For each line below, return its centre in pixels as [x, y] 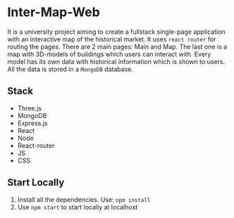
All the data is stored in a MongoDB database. [70, 69]
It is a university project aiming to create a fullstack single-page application [116, 32]
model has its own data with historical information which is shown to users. [116, 61]
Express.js [32, 123]
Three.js [30, 108]
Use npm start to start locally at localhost [78, 207]
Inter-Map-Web [54, 12]
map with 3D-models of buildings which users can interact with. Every [109, 54]
